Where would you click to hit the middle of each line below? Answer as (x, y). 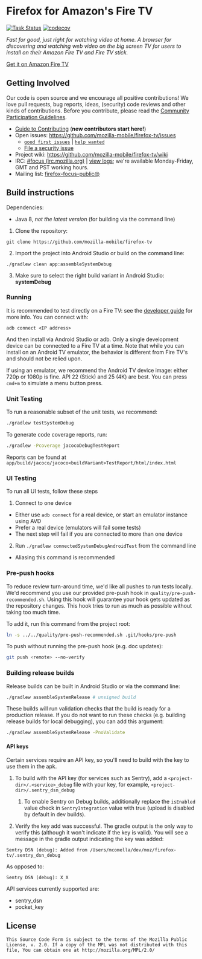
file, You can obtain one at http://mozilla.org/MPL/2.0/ (80, 951)
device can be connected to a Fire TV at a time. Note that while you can (95, 345)
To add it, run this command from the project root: (68, 623)
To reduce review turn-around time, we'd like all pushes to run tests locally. (99, 586)
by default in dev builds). (55, 814)
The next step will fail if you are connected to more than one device (99, 534)
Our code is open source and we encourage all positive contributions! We (97, 97)
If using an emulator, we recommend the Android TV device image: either (97, 370)
